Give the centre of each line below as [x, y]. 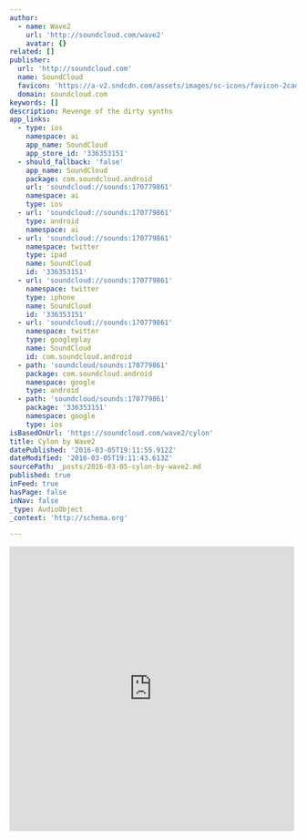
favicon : [34, 86]
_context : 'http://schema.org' [69, 517]
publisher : [30, 60]
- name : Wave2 [44, 26]
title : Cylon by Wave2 [52, 441]
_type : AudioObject [46, 509]
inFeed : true [34, 484]
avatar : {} [46, 43]
